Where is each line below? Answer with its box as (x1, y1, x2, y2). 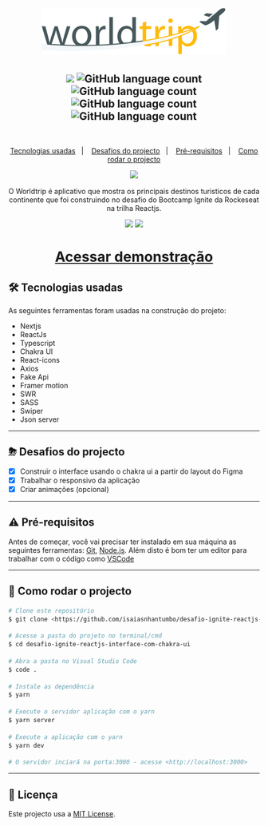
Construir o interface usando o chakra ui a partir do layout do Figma (19, 467, 243, 476)
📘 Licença (8, 788, 58, 801)
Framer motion (19, 381, 69, 390)
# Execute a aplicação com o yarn (8, 733, 124, 741)
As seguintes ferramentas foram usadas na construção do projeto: (8, 306, 227, 315)
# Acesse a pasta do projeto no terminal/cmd (8, 632, 162, 640)
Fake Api (19, 372, 49, 382)
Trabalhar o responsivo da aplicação (19, 475, 140, 485)
